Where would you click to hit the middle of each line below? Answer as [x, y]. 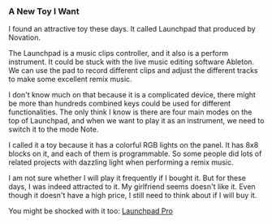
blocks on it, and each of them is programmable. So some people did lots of [135, 154]
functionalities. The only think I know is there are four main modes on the [130, 112]
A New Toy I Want [44, 11]
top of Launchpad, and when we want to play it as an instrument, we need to [136, 121]
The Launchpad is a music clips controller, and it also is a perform [119, 54]
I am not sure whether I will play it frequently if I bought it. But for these [127, 178]
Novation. [24, 37]
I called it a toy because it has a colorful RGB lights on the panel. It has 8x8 [134, 145]
